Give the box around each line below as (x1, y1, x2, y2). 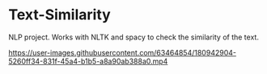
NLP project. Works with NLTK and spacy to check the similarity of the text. (8, 32, 259, 42)
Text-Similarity (8, 6, 111, 24)
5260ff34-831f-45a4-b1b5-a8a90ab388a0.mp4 (8, 56, 168, 66)
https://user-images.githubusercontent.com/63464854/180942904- (8, 47, 237, 57)
